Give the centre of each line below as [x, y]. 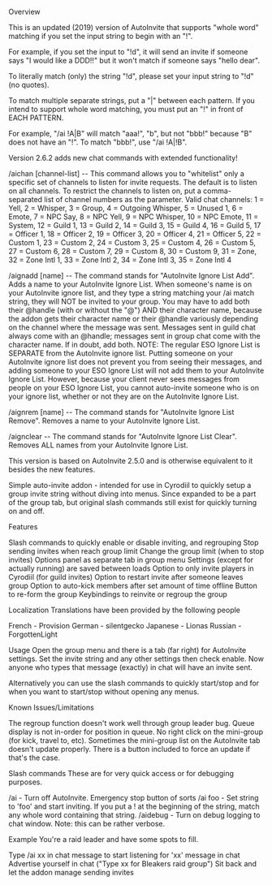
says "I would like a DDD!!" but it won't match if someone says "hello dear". [134, 60]
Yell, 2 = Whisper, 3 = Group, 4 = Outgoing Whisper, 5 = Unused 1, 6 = [126, 208]
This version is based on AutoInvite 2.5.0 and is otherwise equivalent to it [131, 461]
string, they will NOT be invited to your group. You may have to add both [129, 301]
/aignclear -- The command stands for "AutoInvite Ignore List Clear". [123, 436]
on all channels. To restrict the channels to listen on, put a [105, 191]
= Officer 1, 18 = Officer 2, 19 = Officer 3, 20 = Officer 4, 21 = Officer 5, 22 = [135, 234]
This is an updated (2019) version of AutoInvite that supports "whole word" [134, 27]
